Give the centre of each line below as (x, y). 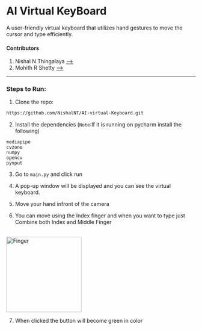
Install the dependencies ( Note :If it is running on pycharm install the (98, 125)
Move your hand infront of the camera (62, 204)
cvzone (14, 148)
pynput (14, 163)
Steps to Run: (26, 89)
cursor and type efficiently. (40, 34)
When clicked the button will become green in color (79, 321)
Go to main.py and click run (49, 174)
